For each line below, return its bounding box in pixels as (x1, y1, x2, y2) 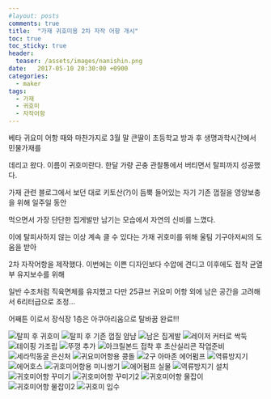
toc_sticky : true (8, 42, 67, 50)
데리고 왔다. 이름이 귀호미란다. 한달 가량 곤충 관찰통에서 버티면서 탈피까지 (8, 160, 239, 170)
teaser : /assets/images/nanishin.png (15, 57, 143, 66)
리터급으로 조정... (21, 297, 75, 306)
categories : (8, 72, 49, 80)
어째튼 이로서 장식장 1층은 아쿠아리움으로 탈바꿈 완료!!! (8, 314, 180, 324)
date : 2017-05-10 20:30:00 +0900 (8, 65, 129, 73)
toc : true (8, 34, 42, 43)
